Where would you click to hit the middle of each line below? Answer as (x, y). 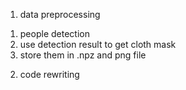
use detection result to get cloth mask (98, 44)
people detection (54, 33)
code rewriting (49, 74)
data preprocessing (60, 14)
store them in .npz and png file (83, 55)
